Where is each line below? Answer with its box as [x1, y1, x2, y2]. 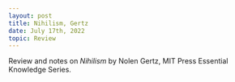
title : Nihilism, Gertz [8, 19, 89, 27]
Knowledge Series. [8, 65, 71, 75]
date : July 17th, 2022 [8, 27, 85, 35]
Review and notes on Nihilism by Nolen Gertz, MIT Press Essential [8, 56, 229, 66]
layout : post [8, 11, 53, 20]
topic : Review [8, 34, 57, 43]
